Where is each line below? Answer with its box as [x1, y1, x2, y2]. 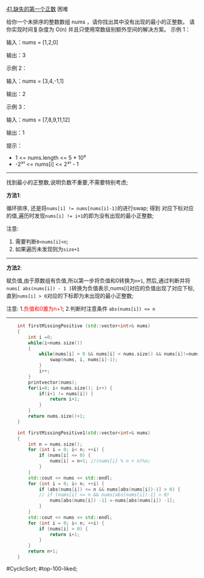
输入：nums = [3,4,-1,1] [6, 78, 64, 84]
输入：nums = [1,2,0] [6, 39, 59, 46]
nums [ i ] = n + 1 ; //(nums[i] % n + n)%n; [49, 458, 151, 464]
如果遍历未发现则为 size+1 [15, 245, 80, 253]
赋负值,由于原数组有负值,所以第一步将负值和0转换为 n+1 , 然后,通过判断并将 [6, 277, 191, 284]
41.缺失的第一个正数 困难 [6, 5, 69, 12]
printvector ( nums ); [28, 379, 78, 386]
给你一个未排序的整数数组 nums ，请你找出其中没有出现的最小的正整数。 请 [6, 18, 195, 25]
